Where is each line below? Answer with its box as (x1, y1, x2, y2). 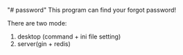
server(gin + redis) (17, 40, 71, 47)
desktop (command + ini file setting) (17, 32, 121, 41)
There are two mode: (7, 19, 67, 27)
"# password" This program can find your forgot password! (7, 6, 177, 14)
